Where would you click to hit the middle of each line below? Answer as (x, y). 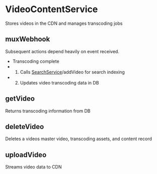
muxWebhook (28, 39)
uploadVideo (26, 155)
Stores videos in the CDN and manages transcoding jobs (64, 23)
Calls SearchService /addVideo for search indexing (72, 72)
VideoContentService (52, 9)
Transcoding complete (36, 61)
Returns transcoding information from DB (48, 111)
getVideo (20, 99)
